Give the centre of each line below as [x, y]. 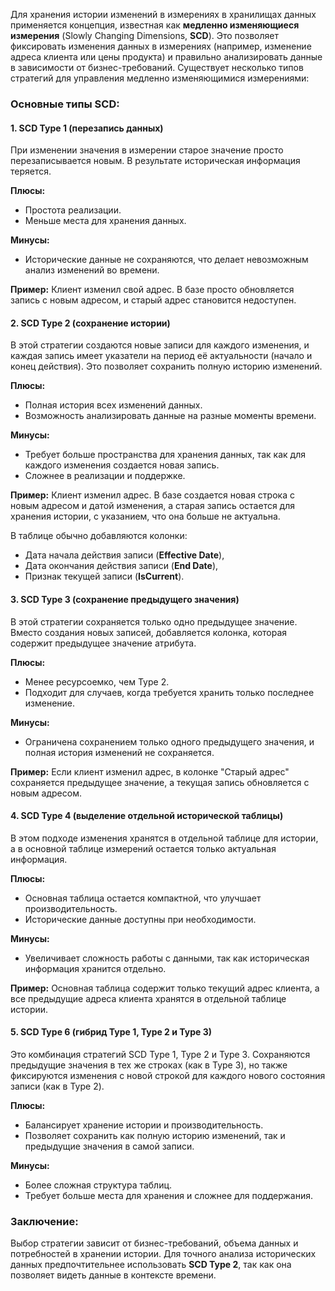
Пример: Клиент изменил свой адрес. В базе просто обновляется [152, 290]
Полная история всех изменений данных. [113, 405]
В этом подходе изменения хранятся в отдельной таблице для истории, [164, 838]
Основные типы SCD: [65, 104]
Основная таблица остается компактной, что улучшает [143, 898]
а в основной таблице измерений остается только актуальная [143, 848]
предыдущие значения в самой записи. [109, 1146]
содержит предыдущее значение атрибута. [103, 643]
